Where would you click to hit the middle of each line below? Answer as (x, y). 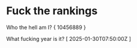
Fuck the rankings (52, 11)
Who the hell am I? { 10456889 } (46, 27)
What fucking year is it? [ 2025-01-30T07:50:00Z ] (68, 39)
